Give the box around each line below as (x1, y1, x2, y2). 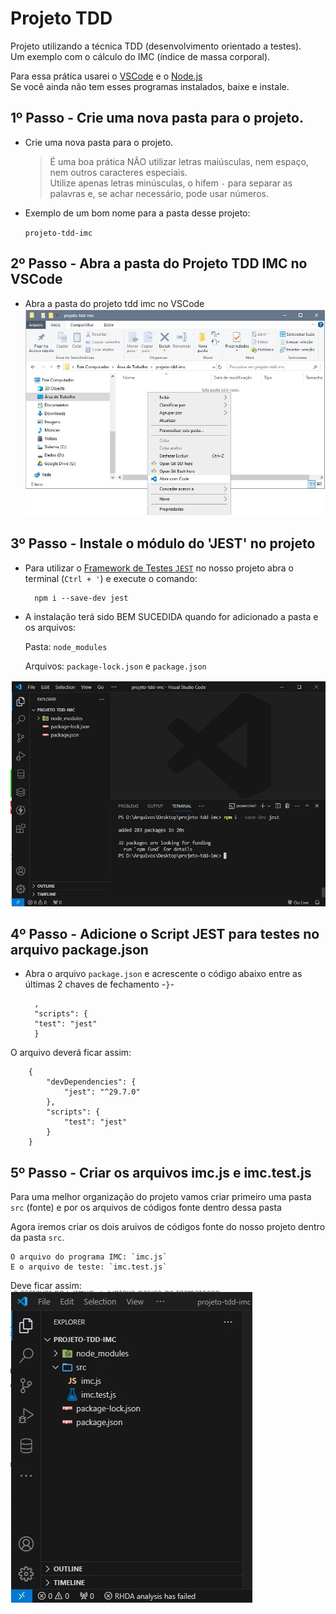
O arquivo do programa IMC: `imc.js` (10, 1252, 168, 1262)
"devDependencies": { (46, 1077, 137, 1087)
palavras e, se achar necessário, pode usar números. (49, 187, 269, 199)
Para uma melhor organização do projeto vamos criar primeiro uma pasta (10, 1191, 312, 1203)
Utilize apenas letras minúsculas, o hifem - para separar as (49, 177, 293, 189)
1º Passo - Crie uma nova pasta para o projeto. (10, 110, 304, 127)
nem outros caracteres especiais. (49, 166, 188, 178)
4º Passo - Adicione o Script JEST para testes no (10, 925, 320, 942)
